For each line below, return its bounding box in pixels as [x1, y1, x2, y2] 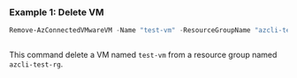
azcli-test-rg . [9, 59, 64, 69]
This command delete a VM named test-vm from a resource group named [9, 50, 278, 60]
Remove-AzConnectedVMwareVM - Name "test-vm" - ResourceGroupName [9, 26, 251, 35]
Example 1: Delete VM [9, 6, 104, 18]
